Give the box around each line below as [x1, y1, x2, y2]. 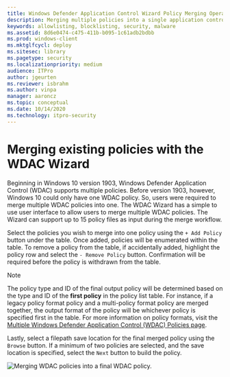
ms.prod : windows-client [7, 36, 78, 42]
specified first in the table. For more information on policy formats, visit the [7, 313, 218, 321]
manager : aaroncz [7, 93, 57, 100]
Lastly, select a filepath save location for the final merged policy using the [7, 334, 215, 342]
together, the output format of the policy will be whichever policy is [7, 306, 196, 314]
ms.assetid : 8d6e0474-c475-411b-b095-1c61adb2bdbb [7, 29, 155, 36]
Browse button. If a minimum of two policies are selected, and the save [7, 341, 205, 350]
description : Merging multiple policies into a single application [7, 16, 204, 23]
